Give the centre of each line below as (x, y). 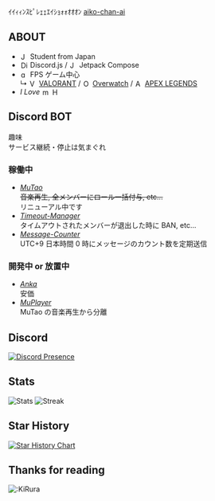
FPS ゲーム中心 (55, 74)
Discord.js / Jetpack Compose (84, 65)
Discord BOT (40, 117)
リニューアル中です (51, 206)
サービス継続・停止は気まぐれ (57, 147)
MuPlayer (35, 303)
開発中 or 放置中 (39, 266)
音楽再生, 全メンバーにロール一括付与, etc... (91, 197)
